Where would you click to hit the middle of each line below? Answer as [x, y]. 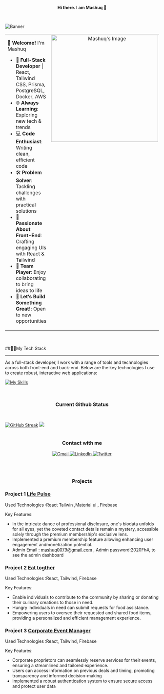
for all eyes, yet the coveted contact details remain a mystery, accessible [85, 529]
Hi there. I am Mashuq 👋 [82, 8]
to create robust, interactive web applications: [51, 373]
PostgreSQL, [30, 90]
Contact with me [82, 443]
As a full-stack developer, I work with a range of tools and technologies [77, 362]
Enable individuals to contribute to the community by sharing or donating [85, 597]
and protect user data [34, 686]
